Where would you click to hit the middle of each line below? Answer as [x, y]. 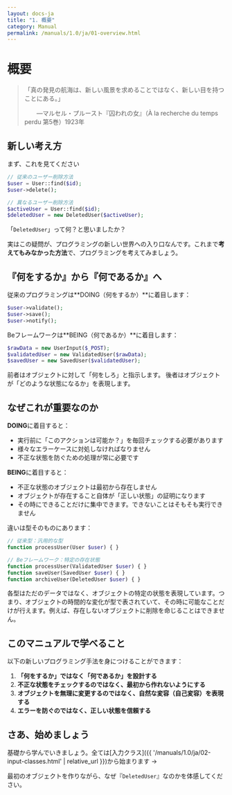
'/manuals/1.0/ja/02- [182, 752]
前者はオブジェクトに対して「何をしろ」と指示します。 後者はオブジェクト [114, 375]
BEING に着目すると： [38, 473]
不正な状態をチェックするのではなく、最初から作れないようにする [111, 685]
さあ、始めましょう [48, 734]
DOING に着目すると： [39, 426]
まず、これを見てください [43, 164]
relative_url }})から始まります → [112, 761]
